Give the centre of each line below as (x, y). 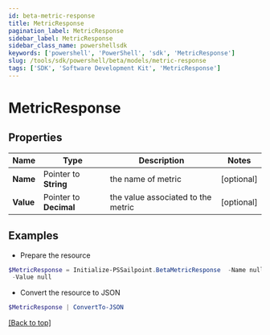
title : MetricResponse (46, 23)
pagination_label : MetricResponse (66, 31)
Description (162, 160)
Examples (33, 236)
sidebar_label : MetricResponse (61, 38)
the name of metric (146, 179)
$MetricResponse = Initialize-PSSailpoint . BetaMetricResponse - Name (127, 270)
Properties (35, 138)
